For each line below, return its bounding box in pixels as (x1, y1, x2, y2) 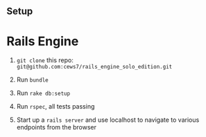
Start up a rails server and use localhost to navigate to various (16, 116, 200, 124)
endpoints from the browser (16, 123, 97, 131)
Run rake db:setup (16, 89, 71, 98)
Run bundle (16, 75, 49, 84)
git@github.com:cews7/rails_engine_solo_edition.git (16, 64, 173, 71)
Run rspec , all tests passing (16, 102, 95, 111)
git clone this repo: (16, 56, 74, 64)
